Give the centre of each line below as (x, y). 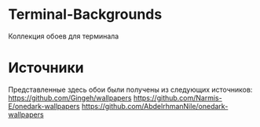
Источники (46, 68)
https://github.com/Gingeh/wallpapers (70, 98)
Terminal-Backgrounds (85, 15)
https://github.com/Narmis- (178, 98)
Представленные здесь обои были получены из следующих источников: (130, 89)
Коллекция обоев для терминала (64, 36)
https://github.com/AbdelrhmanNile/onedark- (155, 106)
